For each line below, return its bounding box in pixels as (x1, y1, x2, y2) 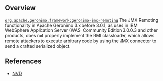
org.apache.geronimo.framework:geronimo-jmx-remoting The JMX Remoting (5, 17, 159, 23)
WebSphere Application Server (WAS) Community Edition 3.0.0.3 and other (5, 27, 158, 33)
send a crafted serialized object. (5, 43, 71, 49)
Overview (5, 4, 36, 12)
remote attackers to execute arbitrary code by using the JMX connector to (5, 38, 157, 44)
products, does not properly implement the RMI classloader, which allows (5, 32, 155, 38)
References (5, 57, 41, 66)
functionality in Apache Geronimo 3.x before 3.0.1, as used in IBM (5, 22, 138, 28)
